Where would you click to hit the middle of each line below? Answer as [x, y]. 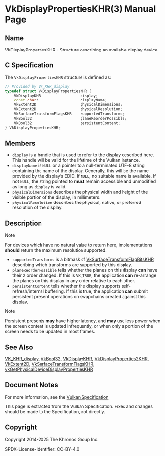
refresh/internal [28, 291]
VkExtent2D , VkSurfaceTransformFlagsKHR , [50, 364]
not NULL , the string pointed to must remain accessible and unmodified [84, 181]
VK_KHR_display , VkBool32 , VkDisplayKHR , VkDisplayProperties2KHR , [77, 359]
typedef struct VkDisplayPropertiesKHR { [48, 91]
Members [20, 143]
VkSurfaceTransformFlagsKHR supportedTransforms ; [69, 114]
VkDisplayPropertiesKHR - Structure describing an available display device [81, 50]
